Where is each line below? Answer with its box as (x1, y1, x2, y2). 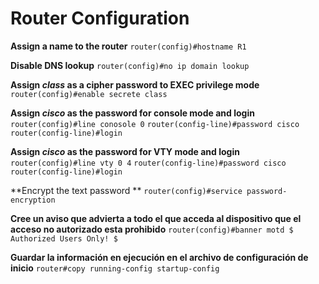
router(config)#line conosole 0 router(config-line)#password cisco (10, 119, 300, 129)
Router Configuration (10, 7, 190, 30)
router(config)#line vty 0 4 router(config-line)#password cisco (10, 158, 287, 168)
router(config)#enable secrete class (10, 89, 168, 99)
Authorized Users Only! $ (10, 233, 118, 244)
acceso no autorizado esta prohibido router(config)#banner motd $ (10, 223, 294, 235)
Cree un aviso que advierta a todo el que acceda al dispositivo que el (10, 212, 302, 224)
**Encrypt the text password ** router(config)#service (10, 184, 243, 196)
